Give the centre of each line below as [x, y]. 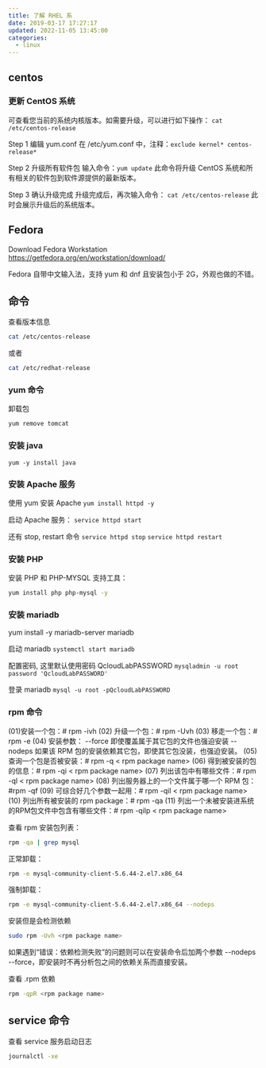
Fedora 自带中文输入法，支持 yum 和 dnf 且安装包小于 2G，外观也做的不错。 [133, 274]
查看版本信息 [29, 322]
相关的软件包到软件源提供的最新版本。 [77, 177]
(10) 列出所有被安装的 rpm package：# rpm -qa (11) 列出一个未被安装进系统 [131, 800]
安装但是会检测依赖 [40, 921]
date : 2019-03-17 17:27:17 [53, 23]
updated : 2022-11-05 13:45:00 [58, 30]
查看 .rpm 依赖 [32, 979]
